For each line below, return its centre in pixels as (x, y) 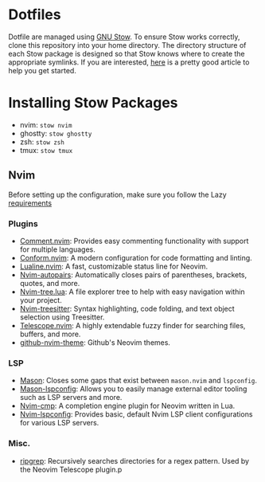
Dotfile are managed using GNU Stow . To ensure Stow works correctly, (124, 37)
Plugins (23, 223)
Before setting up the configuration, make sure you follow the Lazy (117, 194)
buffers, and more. (50, 334)
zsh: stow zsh (42, 142)
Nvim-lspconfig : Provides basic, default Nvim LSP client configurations (136, 414)
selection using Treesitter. (62, 317)
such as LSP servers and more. (71, 398)
